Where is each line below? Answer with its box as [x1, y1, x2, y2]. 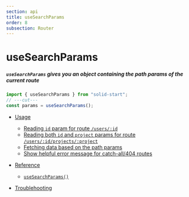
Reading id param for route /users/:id [23, 125, 118, 132]
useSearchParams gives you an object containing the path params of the [6, 70, 184, 77]
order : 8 [6, 20, 28, 25]
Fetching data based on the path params [23, 144, 123, 151]
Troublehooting [14, 185, 52, 192]
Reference [14, 162, 40, 169]
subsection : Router [6, 25, 54, 31]
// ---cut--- [6, 97, 38, 104]
